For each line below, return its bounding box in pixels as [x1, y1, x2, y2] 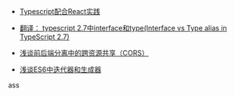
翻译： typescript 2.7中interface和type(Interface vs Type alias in [19, 23, 227, 33]
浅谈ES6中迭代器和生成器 [19, 65, 102, 74]
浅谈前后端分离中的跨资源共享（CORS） [19, 48, 149, 57]
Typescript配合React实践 [19, 7, 100, 16]
